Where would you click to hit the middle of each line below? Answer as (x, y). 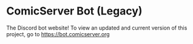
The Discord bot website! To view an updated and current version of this (97, 28)
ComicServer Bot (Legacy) (74, 11)
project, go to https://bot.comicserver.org (58, 34)
